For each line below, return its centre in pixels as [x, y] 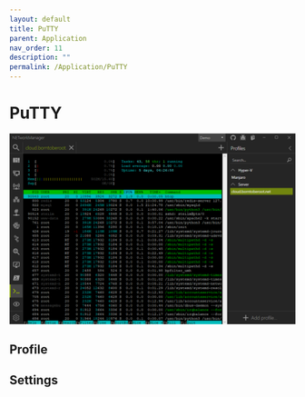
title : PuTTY [34, 29]
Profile [29, 349]
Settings [34, 380]
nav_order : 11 [36, 48]
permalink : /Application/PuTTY [69, 67]
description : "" [40, 58]
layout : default [40, 19]
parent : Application [49, 38]
